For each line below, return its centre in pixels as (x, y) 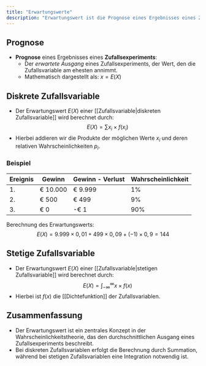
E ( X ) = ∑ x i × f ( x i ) (108, 128)
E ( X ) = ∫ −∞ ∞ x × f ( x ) (108, 285)
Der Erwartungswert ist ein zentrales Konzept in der (80, 330)
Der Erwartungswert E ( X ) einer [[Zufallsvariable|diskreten (88, 111)
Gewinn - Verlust (99, 179)
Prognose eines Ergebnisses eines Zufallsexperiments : (86, 57)
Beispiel (19, 163)
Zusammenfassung (44, 315)
